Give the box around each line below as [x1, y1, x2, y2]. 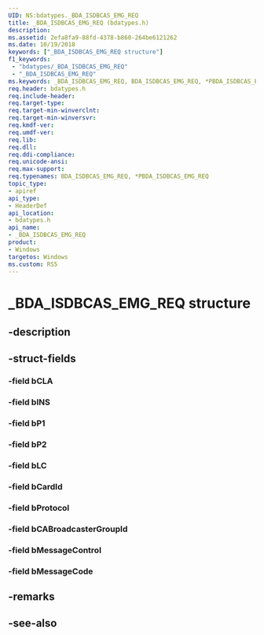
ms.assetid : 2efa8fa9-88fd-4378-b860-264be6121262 [8, 33, 178, 42]
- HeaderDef [8, 201, 47, 209]
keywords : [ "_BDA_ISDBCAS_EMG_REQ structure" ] [8, 48, 163, 56]
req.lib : [8, 135, 37, 144]
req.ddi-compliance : [8, 150, 76, 158]
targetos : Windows [8, 253, 68, 260]
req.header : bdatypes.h [8, 84, 86, 93]
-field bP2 [8, 439, 47, 450]
